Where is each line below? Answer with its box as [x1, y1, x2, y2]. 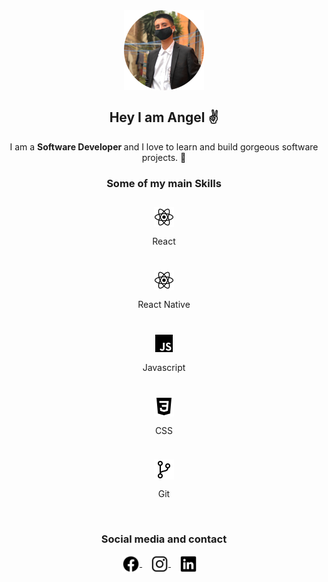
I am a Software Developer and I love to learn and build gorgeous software [9, 140, 319, 153]
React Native [137, 299, 191, 311]
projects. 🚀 [141, 151, 187, 163]
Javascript [142, 362, 186, 374]
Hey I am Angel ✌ [109, 109, 219, 126]
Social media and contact [100, 532, 228, 546]
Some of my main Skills [106, 176, 222, 190]
